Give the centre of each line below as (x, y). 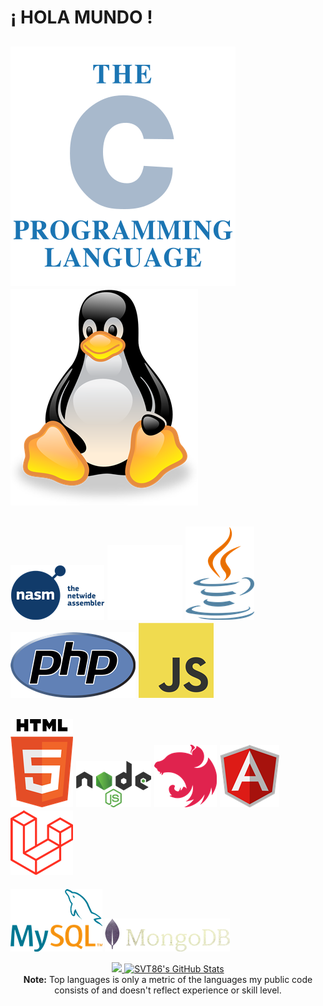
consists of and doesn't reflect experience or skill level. (168, 990)
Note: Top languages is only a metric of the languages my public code (168, 979)
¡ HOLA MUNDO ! (81, 17)
